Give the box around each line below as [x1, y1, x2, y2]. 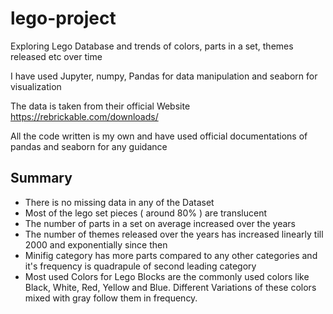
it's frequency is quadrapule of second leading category [24, 260, 257, 272]
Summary [10, 170, 73, 187]
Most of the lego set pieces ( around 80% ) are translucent [24, 207, 268, 219]
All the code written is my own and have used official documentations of [10, 130, 308, 142]
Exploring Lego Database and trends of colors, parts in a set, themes [10, 40, 294, 52]
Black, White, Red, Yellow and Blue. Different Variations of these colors [24, 281, 317, 293]
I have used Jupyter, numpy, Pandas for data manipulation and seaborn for [10, 70, 318, 82]
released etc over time [10, 50, 103, 62]
